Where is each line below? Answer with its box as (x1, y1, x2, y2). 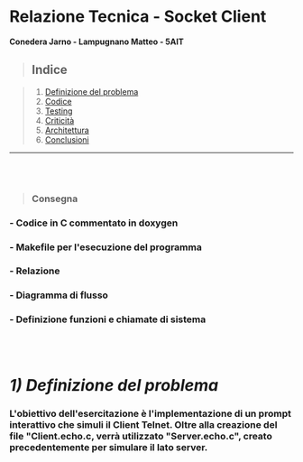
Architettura (44, 125, 90, 135)
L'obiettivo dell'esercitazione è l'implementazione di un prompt (9, 407, 291, 420)
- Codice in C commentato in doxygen (9, 217, 179, 229)
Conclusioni (44, 134, 89, 145)
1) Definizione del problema (9, 374, 219, 395)
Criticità (44, 115, 75, 125)
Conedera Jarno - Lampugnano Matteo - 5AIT (9, 36, 185, 47)
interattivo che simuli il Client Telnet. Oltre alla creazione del (9, 418, 278, 430)
